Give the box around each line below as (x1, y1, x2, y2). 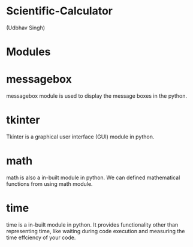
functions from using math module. (6, 180, 93, 187)
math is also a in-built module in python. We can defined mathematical (6, 174, 180, 181)
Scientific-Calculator (6, 4, 113, 18)
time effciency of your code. (6, 234, 76, 241)
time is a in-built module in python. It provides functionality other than (6, 221, 179, 228)
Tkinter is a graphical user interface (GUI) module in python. (6, 133, 155, 140)
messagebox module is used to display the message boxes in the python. (6, 92, 188, 100)
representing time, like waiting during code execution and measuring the (6, 227, 185, 234)
